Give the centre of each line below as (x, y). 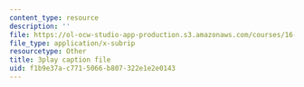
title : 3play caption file (60, 60)
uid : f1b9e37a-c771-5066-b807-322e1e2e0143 (93, 69)
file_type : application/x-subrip (72, 43)
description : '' (40, 26)
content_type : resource (54, 18)
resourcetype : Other (48, 52)
